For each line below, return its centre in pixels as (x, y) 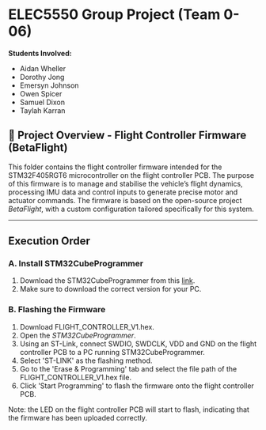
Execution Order (49, 241)
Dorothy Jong (42, 77)
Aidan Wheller (43, 68)
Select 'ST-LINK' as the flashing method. (86, 360)
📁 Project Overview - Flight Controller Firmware (127, 136)
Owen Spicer (41, 93)
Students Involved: (40, 53)
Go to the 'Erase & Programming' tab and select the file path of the (128, 368)
